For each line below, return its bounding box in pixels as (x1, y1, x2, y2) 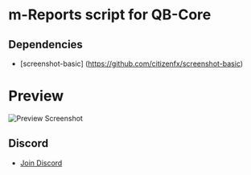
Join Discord (19, 158, 63, 168)
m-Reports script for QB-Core (8, 6, 212, 24)
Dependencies (8, 38, 83, 51)
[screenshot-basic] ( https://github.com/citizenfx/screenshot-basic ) (19, 59, 244, 68)
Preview (8, 87, 64, 105)
